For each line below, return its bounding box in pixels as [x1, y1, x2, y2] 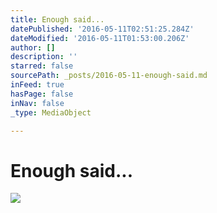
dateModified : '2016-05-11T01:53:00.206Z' [10, 33, 190, 43]
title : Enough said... [10, 14, 105, 25]
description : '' [10, 52, 78, 62]
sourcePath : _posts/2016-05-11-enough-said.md [10, 71, 208, 81]
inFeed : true [10, 80, 65, 90]
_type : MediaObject [10, 107, 92, 118]
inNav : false [10, 98, 65, 108]
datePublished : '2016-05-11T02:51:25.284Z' [10, 24, 195, 34]
